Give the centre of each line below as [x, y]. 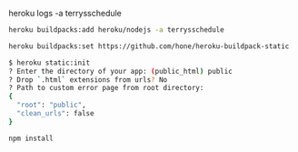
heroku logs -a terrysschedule [65, 13]
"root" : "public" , [52, 105]
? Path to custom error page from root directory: [106, 88]
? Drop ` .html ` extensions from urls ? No [88, 80]
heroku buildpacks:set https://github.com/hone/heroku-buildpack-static [149, 46]
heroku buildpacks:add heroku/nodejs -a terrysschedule [116, 30]
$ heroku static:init [50, 63]
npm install [31, 138]
